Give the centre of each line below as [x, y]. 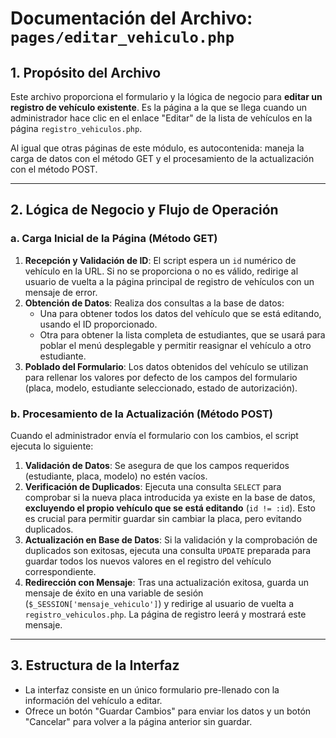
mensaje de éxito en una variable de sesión [114, 593]
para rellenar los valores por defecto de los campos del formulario [161, 377]
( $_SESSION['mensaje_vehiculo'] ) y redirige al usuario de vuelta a [159, 603]
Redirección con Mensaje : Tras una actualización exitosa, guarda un [167, 582]
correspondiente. [60, 571]
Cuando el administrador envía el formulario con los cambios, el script [154, 435]
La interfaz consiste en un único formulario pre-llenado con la [152, 689]
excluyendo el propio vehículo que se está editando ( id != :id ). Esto [170, 508]
